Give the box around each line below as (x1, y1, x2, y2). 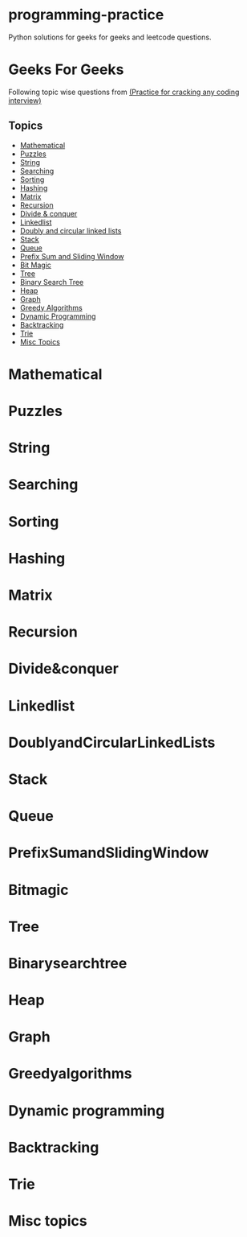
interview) (8, 95, 42, 105)
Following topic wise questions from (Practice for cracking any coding (8, 87, 240, 97)
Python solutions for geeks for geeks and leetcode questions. (8, 32, 212, 42)
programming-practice (8, 6, 164, 24)
